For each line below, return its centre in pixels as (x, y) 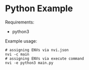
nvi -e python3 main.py (29, 63)
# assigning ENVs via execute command (44, 58)
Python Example (39, 9)
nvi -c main (17, 54)
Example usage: (21, 41)
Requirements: (20, 22)
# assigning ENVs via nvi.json (37, 50)
